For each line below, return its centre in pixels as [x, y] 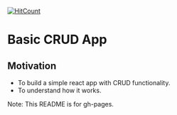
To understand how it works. [59, 90]
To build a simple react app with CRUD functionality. [94, 83]
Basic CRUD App [57, 40]
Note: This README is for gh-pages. [60, 104]
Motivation [32, 66]
